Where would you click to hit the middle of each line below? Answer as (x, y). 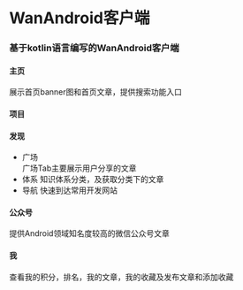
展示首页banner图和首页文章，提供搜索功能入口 (96, 92)
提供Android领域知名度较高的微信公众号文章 (89, 233)
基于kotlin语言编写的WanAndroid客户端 (94, 48)
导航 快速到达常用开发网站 (69, 190)
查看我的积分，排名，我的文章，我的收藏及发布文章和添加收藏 (121, 277)
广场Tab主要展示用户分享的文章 (79, 168)
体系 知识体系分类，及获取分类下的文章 (93, 179)
